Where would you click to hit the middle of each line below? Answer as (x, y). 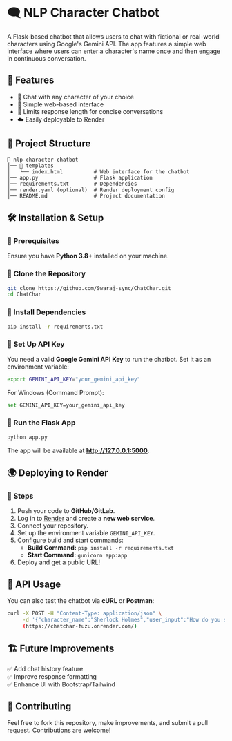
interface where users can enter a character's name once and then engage (114, 51)
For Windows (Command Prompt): (56, 392)
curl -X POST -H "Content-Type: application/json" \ (85, 614)
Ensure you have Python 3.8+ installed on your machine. (88, 256)
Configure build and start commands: (70, 540)
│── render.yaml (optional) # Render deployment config (91, 190)
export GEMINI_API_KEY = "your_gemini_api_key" (74, 379)
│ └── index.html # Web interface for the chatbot (98, 172)
